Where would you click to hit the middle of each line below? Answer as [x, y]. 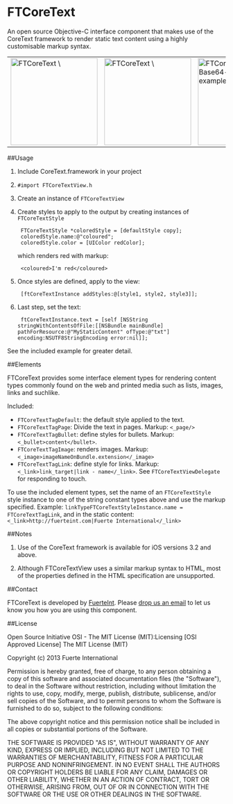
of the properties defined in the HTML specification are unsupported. [116, 575]
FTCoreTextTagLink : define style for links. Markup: [88, 464]
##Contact [23, 589]
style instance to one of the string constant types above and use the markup [116, 499]
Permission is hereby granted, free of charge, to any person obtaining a [109, 671]
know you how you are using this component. [72, 610]
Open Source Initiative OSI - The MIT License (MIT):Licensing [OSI [102, 636]
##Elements [24, 364]
